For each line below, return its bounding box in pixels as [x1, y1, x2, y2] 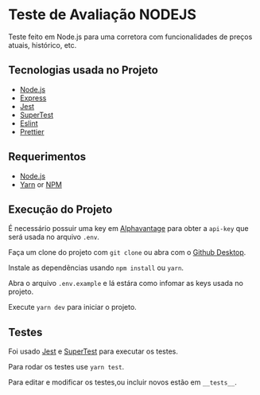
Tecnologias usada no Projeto [8, 64, 159, 77]
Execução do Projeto [8, 202, 113, 216]
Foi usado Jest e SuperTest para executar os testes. [8, 346, 179, 356]
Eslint [19, 118, 38, 128]
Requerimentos [8, 150, 87, 164]
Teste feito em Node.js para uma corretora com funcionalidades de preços [8, 32, 253, 41]
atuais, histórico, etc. [8, 40, 77, 49]
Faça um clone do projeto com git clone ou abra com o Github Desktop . [8, 248, 246, 257]
